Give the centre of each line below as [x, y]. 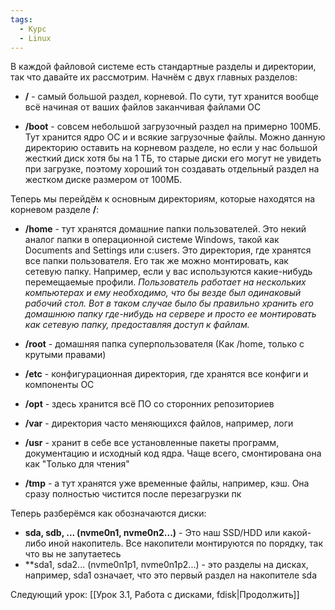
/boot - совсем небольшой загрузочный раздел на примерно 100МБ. [173, 127]
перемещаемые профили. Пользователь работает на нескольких [165, 282]
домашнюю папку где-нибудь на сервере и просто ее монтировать [170, 314]
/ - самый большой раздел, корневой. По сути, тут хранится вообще [171, 97]
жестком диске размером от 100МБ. [103, 180]
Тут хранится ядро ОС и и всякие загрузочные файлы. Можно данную [175, 137]
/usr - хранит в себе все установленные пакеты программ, [152, 443]
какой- [297, 533]
